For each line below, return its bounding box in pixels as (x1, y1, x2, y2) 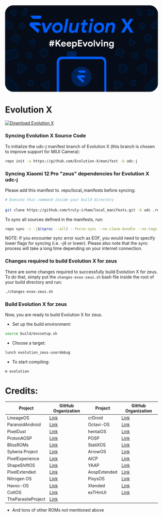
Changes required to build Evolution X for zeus (5, 258, 117, 264)
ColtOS (7, 489, 22, 495)
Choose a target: (12, 340, 46, 346)
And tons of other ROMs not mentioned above (12, 507, 104, 513)
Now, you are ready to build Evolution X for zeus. (5, 312, 103, 317)
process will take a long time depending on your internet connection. (5, 245, 143, 251)
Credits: (5, 385, 38, 396)
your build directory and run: (5, 279, 62, 285)
